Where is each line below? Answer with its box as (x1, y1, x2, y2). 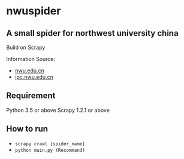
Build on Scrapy (6, 44, 46, 51)
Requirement (6, 91, 56, 101)
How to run (6, 124, 49, 134)
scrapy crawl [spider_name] (14, 140, 85, 147)
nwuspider (6, 4, 61, 18)
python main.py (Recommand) (14, 147, 85, 153)
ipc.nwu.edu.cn (14, 74, 54, 80)
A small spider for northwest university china (6, 28, 179, 38)
